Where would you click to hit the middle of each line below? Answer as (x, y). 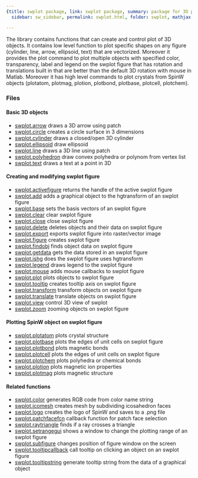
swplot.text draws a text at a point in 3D (63, 163)
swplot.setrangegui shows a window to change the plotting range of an (101, 431)
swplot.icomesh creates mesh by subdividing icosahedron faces (93, 406)
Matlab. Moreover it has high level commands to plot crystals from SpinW (95, 77)
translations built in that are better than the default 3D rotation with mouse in (99, 70)
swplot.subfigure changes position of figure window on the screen (95, 444)
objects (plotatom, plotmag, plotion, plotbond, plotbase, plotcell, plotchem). (98, 83)
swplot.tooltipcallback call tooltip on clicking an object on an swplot (97, 450)
